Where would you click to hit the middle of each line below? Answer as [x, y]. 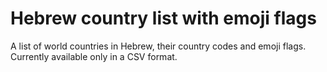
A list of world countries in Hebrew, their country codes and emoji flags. [158, 46]
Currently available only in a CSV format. [94, 56]
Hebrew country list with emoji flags [163, 18]
